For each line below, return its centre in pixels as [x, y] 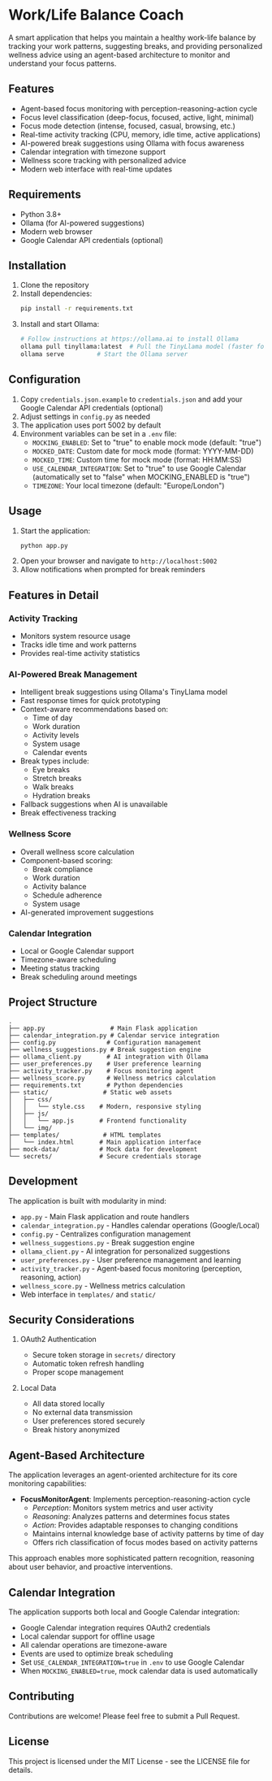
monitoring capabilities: [47, 1483]
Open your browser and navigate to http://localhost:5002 [119, 561]
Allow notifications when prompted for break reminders [112, 570]
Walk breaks [53, 787]
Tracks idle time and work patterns [78, 645]
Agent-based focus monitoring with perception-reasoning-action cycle [138, 108]
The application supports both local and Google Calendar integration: [124, 1612]
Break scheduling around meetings [79, 976]
